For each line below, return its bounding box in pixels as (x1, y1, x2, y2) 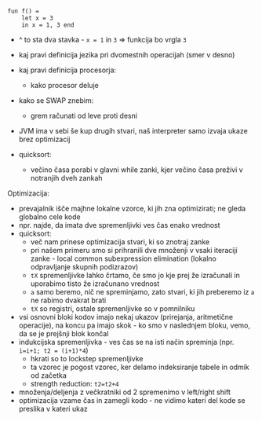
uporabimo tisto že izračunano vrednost (30, 279, 160, 288)
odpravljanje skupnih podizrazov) (30, 262, 139, 271)
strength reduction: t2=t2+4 (30, 379, 119, 388)
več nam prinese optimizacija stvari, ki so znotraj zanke (30, 237, 209, 247)
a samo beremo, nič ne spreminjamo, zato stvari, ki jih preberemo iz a (30, 287, 255, 296)
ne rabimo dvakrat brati (30, 295, 107, 305)
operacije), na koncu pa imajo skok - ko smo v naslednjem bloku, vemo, (18, 320, 251, 330)
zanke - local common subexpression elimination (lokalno (30, 254, 217, 263)
